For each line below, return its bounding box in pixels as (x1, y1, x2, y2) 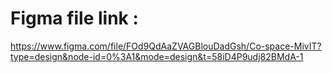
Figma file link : (10, 7, 139, 30)
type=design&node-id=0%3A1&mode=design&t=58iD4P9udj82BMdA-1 (10, 50, 304, 62)
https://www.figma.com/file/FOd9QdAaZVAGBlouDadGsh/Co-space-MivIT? (10, 40, 322, 52)
